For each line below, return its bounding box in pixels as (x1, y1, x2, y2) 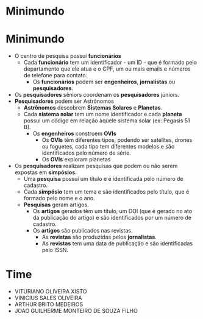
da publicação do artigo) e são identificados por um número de (32, 214, 192, 222)
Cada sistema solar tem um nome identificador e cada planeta (23, 111, 182, 118)
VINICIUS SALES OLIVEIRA (14, 294, 82, 302)
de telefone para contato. (23, 72, 88, 79)
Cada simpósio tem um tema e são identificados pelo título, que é (23, 188, 190, 195)
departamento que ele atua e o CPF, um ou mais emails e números (23, 65, 191, 72)
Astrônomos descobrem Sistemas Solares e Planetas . (23, 104, 163, 111)
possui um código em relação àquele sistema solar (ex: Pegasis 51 (23, 117, 190, 124)
